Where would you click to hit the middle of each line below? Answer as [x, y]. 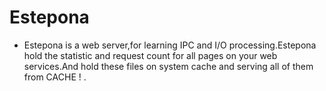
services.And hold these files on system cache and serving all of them [168, 66]
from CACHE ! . [55, 77]
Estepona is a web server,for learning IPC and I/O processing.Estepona [170, 45]
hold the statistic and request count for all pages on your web [150, 55]
